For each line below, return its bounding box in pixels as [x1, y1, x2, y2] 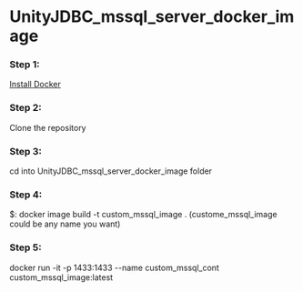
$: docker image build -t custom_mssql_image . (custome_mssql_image [9, 209, 278, 220]
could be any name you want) [9, 218, 121, 229]
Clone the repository [9, 122, 86, 133]
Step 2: [9, 102, 43, 115]
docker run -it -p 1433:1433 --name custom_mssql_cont [9, 262, 220, 273]
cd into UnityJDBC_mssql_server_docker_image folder [9, 166, 212, 176]
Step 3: [9, 145, 43, 157]
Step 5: [9, 241, 43, 254]
